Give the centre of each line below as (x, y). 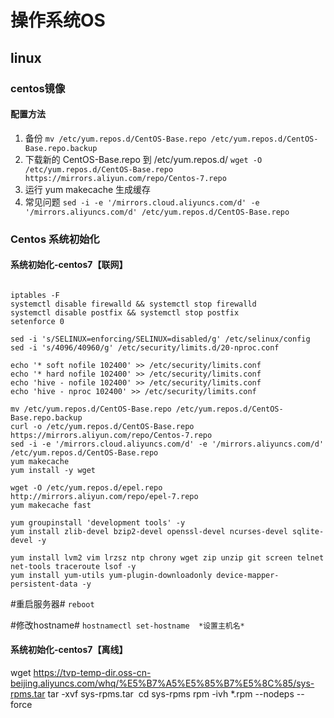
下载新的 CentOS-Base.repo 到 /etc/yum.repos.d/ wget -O (143, 159)
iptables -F (35, 295)
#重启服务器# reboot (52, 603)
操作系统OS (58, 20)
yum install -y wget (53, 470)
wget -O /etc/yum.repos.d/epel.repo (86, 487)
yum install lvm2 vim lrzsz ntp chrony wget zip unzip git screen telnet (167, 557)
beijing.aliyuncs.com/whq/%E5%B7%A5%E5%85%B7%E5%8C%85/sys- (162, 683)
